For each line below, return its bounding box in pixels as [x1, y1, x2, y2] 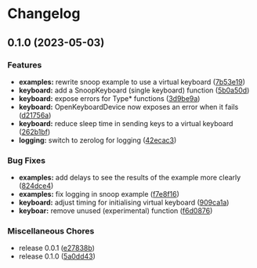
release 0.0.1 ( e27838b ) [18, 244, 95, 253]
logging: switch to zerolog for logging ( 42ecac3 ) [18, 135, 177, 145]
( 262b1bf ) [18, 127, 51, 136]
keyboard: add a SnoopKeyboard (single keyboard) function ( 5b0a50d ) [18, 85, 250, 95]
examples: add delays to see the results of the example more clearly [18, 173, 241, 183]
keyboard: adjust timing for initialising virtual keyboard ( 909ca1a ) [18, 197, 230, 208]
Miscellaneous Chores [7, 226, 95, 237]
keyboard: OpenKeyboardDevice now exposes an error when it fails [18, 102, 239, 111]
